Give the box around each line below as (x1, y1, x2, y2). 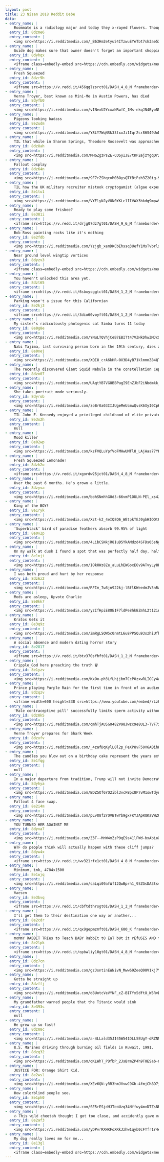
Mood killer (14, 435, 38, 440)
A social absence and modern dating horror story (14, 640, 117, 645)
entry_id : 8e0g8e (9, 326, 45, 331)
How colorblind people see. (14, 1091, 71, 1096)
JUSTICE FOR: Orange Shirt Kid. (14, 1068, 80, 1073)
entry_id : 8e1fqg (9, 759, 45, 763)
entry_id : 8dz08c (9, 1027, 45, 1032)
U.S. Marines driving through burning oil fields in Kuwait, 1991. (14, 1045, 154, 1050)
